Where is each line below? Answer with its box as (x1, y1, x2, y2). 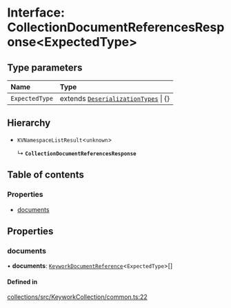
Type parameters (7, 61, 83, 73)
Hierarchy (7, 117, 51, 129)
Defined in (7, 278, 38, 286)
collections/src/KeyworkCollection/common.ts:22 (7, 293, 148, 301)
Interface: (7, 5, 66, 21)
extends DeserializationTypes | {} (59, 94, 170, 103)
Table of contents (7, 169, 84, 181)
